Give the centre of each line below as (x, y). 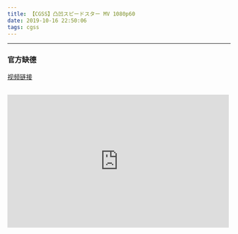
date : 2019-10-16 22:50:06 (47, 21)
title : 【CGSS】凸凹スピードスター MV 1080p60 (72, 14)
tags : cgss (23, 27)
